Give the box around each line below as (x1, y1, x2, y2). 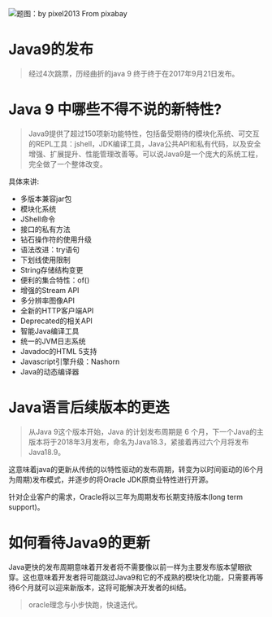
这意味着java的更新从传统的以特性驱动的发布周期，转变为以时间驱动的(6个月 (8, 464, 264, 474)
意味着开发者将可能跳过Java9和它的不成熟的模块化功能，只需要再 (36, 572, 257, 582)
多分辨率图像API (19, 295, 76, 305)
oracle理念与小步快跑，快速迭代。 (28, 599, 142, 610)
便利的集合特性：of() (19, 275, 90, 285)
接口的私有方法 (19, 224, 71, 234)
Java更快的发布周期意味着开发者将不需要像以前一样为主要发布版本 (8, 562, 231, 571)
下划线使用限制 (19, 255, 71, 265)
